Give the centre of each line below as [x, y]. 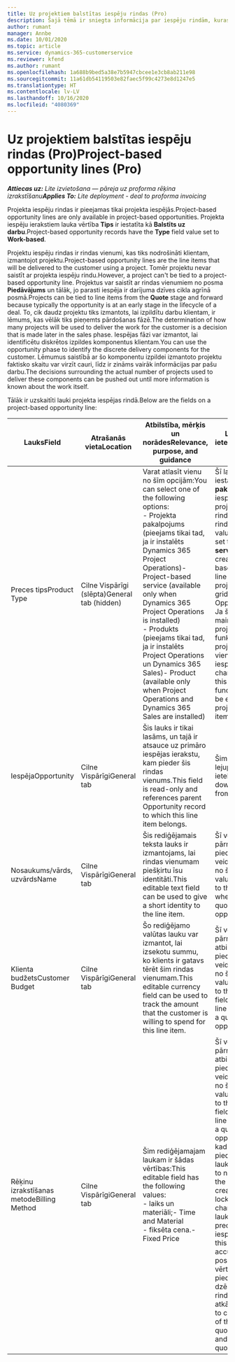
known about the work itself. [48, 386]
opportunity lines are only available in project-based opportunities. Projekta [116, 217]
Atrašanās [108, 438]
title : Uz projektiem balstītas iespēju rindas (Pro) [87, 14]
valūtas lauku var [170, 934]
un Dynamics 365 [172, 664]
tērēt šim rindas [168, 969]
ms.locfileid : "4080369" [43, 105]
